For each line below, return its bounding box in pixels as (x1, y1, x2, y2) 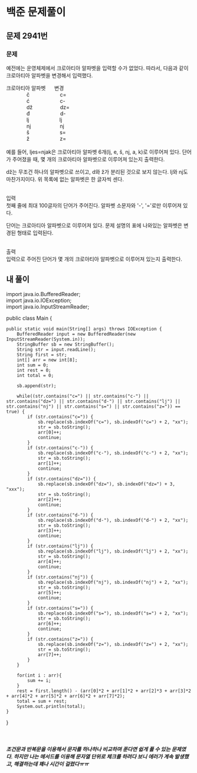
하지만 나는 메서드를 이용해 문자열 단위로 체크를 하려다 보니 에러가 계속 (14, 753, 173, 760)
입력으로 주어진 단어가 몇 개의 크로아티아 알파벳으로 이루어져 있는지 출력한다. (6, 255, 183, 262)
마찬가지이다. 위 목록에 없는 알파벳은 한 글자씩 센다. (6, 176, 124, 183)
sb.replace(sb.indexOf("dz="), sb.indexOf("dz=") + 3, (37, 481, 176, 487)
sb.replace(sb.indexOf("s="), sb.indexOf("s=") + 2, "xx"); (37, 610, 189, 616)
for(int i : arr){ (17, 672, 62, 678)
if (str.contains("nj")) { (27, 574, 94, 580)
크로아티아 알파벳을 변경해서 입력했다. (6, 72, 93, 79)
